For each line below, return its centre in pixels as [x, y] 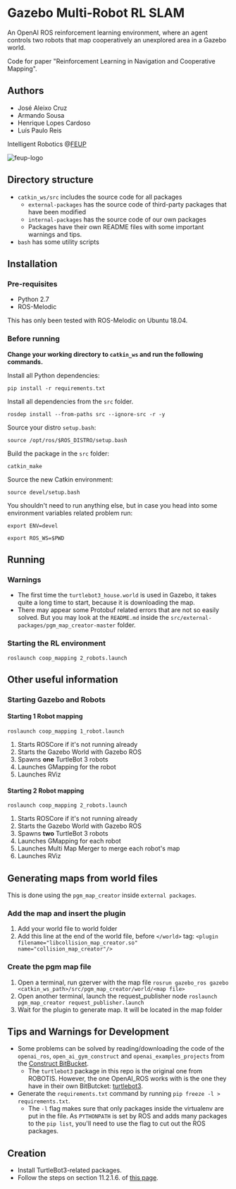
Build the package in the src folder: [58, 453]
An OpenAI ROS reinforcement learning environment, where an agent [107, 32]
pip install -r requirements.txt [56, 388]
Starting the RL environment [57, 643]
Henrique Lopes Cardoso [54, 123]
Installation [32, 263]
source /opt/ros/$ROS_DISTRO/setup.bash [68, 440]
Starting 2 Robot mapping [46, 791]
